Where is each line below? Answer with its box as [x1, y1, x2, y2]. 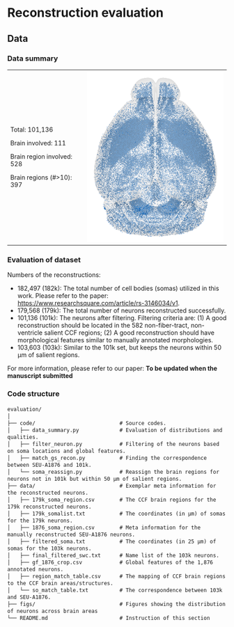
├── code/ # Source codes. [7, 420, 167, 427]
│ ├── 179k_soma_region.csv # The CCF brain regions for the [7, 496, 217, 503]
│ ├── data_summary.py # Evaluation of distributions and [7, 427, 223, 434]
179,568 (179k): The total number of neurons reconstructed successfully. [17, 306, 226, 315]
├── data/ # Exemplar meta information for [7, 482, 217, 489]
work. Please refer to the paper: [17, 292, 109, 300]
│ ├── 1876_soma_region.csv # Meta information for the [7, 524, 201, 531]
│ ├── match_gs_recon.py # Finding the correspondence [7, 454, 208, 461]
